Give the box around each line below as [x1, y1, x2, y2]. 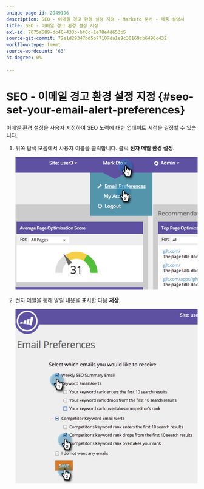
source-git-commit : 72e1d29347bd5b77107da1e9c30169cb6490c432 [6, 35, 167, 42]
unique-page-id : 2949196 [6, 10, 69, 16]
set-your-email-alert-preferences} [6, 103, 185, 116]
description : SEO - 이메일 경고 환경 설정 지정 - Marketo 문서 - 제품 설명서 [6, 16, 185, 22]
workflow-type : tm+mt [6, 42, 61, 48]
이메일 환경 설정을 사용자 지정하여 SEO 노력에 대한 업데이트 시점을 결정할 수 [6, 124, 185, 131]
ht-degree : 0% [6, 55, 42, 61]
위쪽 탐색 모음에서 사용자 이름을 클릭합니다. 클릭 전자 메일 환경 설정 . [15, 144, 175, 152]
